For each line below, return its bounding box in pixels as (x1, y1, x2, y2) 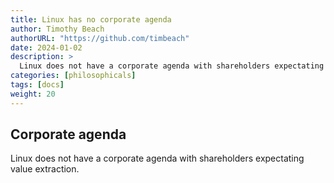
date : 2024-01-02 (10, 42, 83, 53)
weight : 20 (10, 89, 56, 99)
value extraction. (10, 163, 80, 175)
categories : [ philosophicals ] (10, 71, 137, 81)
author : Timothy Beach (10, 24, 105, 34)
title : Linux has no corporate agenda (10, 14, 172, 25)
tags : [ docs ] (10, 80, 65, 90)
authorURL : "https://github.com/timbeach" (10, 33, 190, 43)
